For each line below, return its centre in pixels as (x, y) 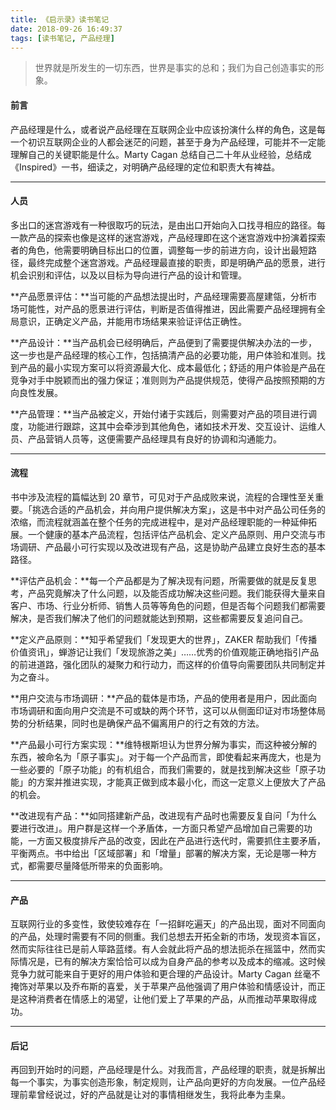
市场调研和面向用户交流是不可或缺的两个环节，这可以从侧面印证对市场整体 (163, 710)
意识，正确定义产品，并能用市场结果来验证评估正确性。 (132, 321)
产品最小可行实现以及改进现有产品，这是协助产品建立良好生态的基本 (185, 547)
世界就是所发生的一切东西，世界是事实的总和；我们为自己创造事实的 (175, 68)
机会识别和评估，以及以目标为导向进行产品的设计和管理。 (128, 275)
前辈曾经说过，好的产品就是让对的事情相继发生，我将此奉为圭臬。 (154, 1095)
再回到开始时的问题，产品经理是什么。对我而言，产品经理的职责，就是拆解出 (168, 1070)
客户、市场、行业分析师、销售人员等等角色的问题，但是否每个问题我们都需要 (168, 605)
